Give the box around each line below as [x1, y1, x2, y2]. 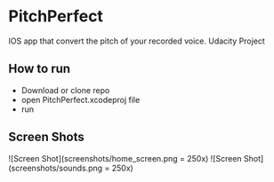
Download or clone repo [20, 84, 110, 95]
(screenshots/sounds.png [8, 162, 103, 173]
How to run [8, 61, 71, 76]
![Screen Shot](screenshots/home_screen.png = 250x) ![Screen [8, 153, 242, 163]
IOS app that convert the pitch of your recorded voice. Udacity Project [8, 36, 266, 46]
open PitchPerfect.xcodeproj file [20, 94, 141, 105]
